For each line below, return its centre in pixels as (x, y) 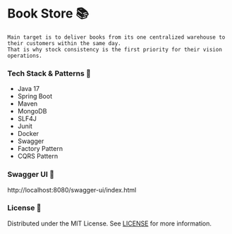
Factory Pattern (40, 149)
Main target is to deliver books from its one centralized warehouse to (116, 37)
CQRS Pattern (38, 156)
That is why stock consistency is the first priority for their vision (115, 49)
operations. (25, 56)
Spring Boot (35, 97)
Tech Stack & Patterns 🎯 (49, 73)
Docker (28, 134)
